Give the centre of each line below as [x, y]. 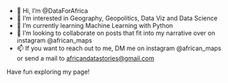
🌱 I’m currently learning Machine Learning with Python [95, 25]
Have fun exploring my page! [48, 72]
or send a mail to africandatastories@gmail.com [85, 58]
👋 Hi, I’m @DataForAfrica [52, 11]
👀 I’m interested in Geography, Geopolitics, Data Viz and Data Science [117, 18]
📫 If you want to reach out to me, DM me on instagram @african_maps [119, 48]
